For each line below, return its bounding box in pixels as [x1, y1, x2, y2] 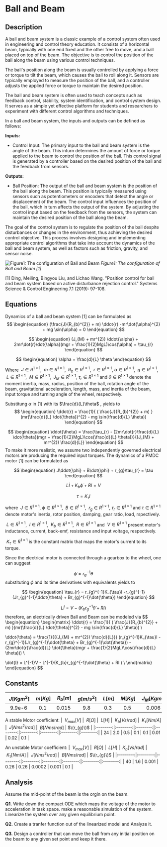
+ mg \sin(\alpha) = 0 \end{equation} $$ [42, 326, 125, 332]
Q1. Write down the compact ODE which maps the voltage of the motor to [5, 801, 156, 807]
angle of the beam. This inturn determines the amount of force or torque [12, 148, 161, 153]
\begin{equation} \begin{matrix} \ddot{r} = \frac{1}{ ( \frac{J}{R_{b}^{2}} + [5, 619, 158, 625]
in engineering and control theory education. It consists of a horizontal [5, 41, 150, 47]
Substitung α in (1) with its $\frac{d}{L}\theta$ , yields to [5, 401, 120, 407]
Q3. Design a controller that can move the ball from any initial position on [5, 831, 155, 837]
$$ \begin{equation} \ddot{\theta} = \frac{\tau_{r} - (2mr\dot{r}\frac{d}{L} [7, 428, 160, 434]
